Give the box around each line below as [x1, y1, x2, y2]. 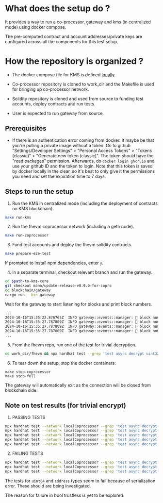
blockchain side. [5, 387, 38, 393]
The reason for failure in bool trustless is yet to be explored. [5, 492, 125, 498]
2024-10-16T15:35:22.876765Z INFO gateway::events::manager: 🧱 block [5, 315, 151, 320]
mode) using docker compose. [5, 24, 66, 30]
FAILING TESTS [12, 450, 44, 456]
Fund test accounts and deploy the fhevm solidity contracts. [12, 242, 132, 248]
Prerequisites [5, 124, 47, 133]
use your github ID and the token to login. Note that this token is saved [12, 163, 153, 169]
